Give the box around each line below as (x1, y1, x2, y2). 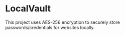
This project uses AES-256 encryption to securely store (5, 19, 120, 25)
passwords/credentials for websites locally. (5, 24, 95, 30)
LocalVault (5, 3, 51, 14)
